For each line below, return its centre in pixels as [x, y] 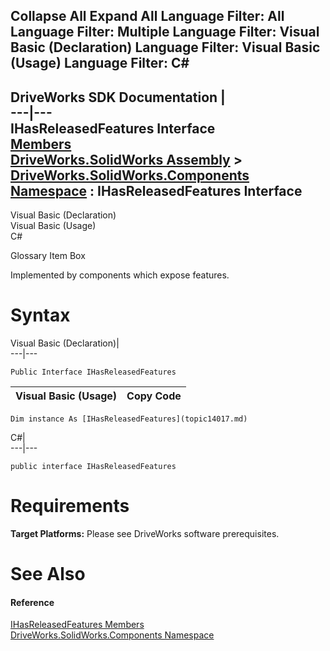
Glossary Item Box [48, 256]
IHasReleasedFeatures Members [77, 625]
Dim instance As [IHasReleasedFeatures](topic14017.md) [129, 419]
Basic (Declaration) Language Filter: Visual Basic [165, 47]
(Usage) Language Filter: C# [100, 63]
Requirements [70, 506]
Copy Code [154, 396]
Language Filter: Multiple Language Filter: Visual [165, 32]
